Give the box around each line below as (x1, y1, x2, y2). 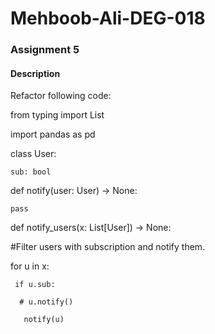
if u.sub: (14, 280, 56, 290)
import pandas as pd (10, 128, 96, 141)
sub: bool (10, 167, 52, 177)
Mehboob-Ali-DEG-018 (10, 7, 206, 30)
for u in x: (10, 260, 50, 272)
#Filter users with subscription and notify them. (10, 241, 206, 253)
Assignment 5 (10, 43, 80, 57)
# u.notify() (19, 297, 74, 307)
